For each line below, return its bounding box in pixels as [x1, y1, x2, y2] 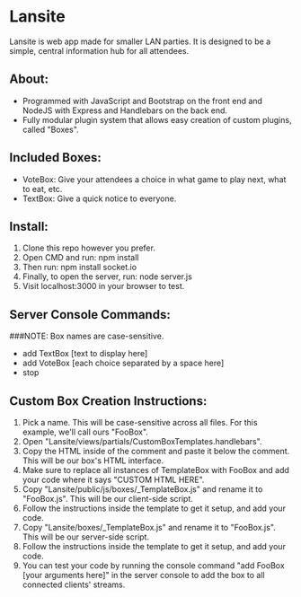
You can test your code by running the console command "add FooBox [22, 560, 285, 571]
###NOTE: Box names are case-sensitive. [9, 330, 164, 342]
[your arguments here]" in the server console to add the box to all [22, 570, 265, 580]
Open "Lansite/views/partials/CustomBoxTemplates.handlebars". [22, 436, 262, 446]
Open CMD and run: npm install [22, 252, 139, 263]
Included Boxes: [9, 150, 102, 165]
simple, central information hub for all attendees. [9, 45, 190, 56]
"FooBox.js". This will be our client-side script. [22, 494, 193, 504]
